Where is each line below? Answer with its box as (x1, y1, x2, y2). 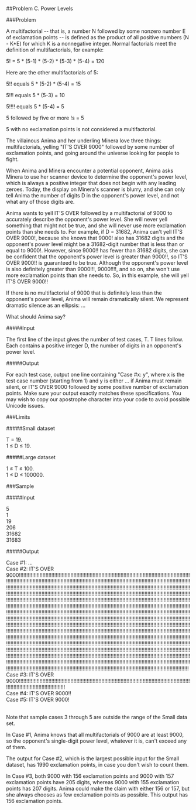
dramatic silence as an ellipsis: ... (6, 302, 86, 309)
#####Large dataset (6, 454, 56, 460)
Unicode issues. (6, 402, 45, 409)
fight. (6, 156, 19, 163)
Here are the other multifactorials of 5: (6, 69, 98, 76)
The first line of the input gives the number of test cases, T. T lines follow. (6, 336, 184, 343)
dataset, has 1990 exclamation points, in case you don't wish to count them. (6, 761, 189, 768)
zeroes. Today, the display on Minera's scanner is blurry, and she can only (6, 186, 185, 193)
